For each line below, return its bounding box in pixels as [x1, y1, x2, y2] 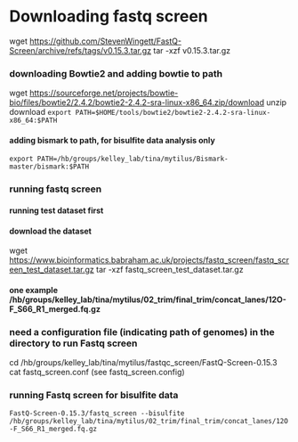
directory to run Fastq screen [9, 337, 138, 349]
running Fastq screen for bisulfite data [9, 389, 179, 401]
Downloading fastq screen [9, 6, 208, 27]
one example [9, 284, 58, 295]
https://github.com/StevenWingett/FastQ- [29, 36, 182, 46]
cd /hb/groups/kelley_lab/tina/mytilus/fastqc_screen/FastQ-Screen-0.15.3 [9, 357, 278, 368]
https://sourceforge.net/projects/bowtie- [29, 87, 179, 99]
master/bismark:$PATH [9, 162, 90, 171]
